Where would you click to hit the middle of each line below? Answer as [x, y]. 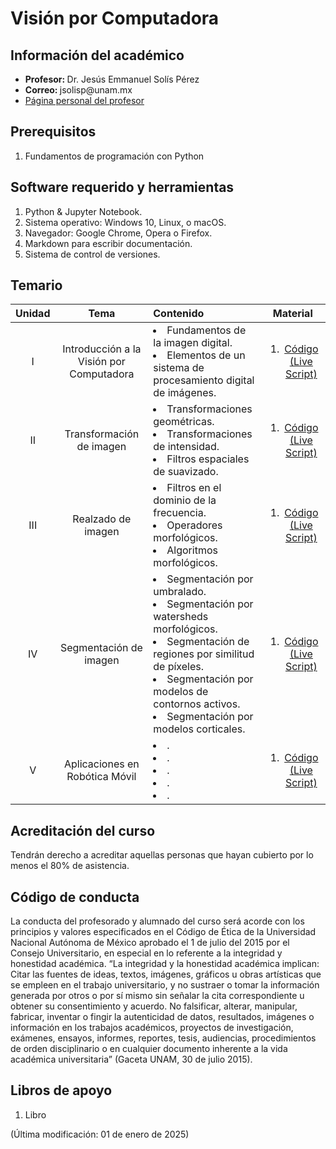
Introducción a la [102, 349]
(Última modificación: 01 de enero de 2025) [100, 1134]
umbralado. [180, 592]
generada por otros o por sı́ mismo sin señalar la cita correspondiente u [157, 996]
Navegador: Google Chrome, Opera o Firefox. [118, 233]
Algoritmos [192, 550]
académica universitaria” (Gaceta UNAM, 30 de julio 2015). [131, 1059]
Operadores [194, 525]
